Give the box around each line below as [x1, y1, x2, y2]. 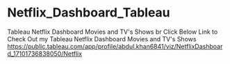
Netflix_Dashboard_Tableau [7, 5, 170, 21]
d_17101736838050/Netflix [7, 50, 82, 58]
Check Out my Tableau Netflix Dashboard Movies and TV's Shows [7, 34, 197, 43]
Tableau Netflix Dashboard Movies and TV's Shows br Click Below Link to [7, 28, 218, 36]
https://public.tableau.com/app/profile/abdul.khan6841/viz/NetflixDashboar [7, 42, 223, 50]
